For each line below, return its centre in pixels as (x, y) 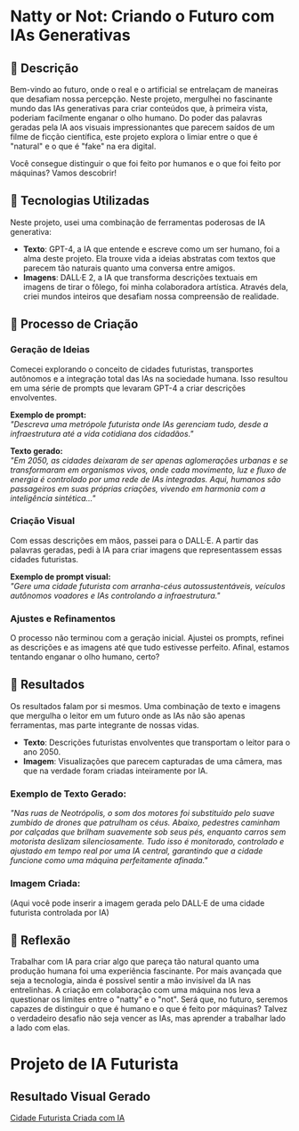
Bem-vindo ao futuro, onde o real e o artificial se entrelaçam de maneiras (144, 89)
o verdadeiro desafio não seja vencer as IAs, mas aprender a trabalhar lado (148, 1018)
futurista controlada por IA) (60, 912)
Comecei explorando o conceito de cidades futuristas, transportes (132, 369)
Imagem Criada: (45, 884)
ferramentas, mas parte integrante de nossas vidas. (105, 725)
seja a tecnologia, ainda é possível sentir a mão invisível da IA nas (131, 981)
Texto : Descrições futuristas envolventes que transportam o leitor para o (157, 742)
